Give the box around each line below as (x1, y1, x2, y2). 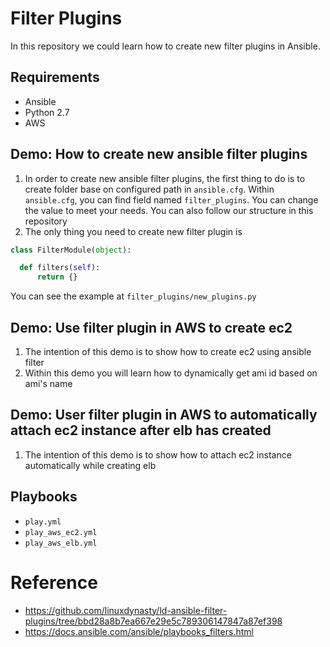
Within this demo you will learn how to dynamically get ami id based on (24, 367, 318, 379)
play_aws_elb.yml (24, 538, 98, 548)
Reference (10, 571, 98, 594)
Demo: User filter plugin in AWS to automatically (10, 407, 318, 424)
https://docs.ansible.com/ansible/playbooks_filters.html (24, 625, 254, 637)
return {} (36, 272, 78, 282)
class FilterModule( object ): (10, 245, 132, 255)
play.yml (24, 517, 62, 527)
